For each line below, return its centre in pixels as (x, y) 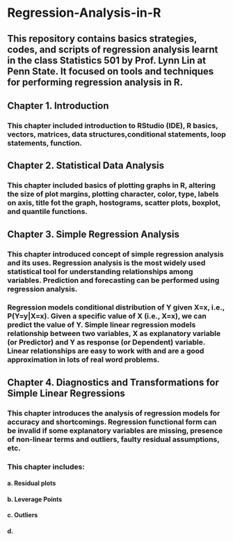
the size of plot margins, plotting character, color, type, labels (113, 195)
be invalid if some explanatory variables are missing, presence (115, 430)
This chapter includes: (46, 466)
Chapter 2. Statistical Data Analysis (86, 166)
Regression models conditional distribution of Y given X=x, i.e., (116, 307)
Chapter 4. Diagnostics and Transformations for (113, 382)
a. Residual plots (32, 483)
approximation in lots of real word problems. (83, 360)
